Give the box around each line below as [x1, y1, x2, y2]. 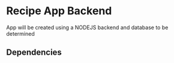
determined [6, 30, 35, 37]
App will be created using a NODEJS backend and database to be [6, 24, 169, 31]
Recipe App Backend [6, 4, 112, 18]
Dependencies [6, 48, 62, 58]
